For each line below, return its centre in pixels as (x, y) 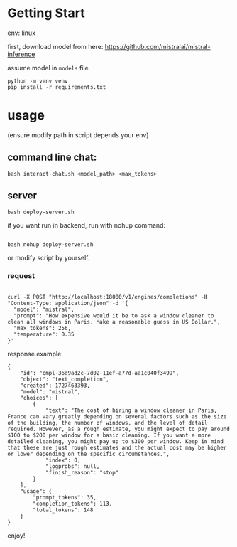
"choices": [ (39, 398)
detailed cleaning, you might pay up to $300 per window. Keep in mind (115, 441)
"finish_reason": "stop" (82, 472)
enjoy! (16, 536)
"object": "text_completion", (65, 379)
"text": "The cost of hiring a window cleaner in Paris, (131, 410)
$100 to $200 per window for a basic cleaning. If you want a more (109, 435)
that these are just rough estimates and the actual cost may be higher (117, 447)
